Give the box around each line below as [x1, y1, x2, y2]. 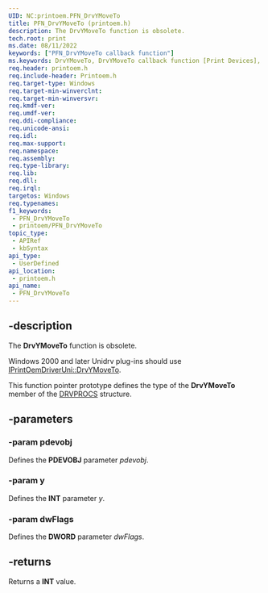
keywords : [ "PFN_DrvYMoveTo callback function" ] [8, 49, 175, 57]
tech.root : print [8, 34, 67, 43]
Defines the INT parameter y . [8, 493, 105, 503]
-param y [8, 475, 46, 487]
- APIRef [11, 237, 42, 245]
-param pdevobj [8, 436, 72, 448]
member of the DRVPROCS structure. [8, 389, 133, 399]
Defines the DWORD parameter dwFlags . [8, 532, 145, 541]
